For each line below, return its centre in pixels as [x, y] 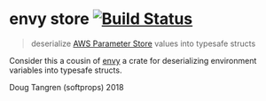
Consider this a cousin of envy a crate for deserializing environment [133, 60]
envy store [50, 19]
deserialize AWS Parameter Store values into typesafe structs [143, 43]
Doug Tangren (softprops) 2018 [66, 87]
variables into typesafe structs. [66, 70]
